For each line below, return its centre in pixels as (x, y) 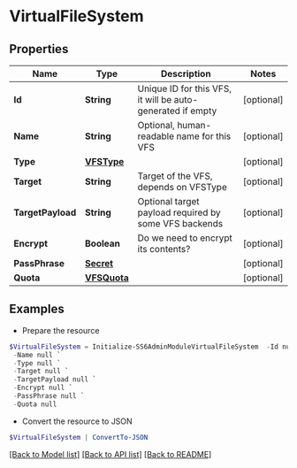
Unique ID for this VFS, (185, 88)
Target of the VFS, (175, 176)
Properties (39, 49)
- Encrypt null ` (43, 388)
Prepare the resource (61, 330)
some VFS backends (180, 223)
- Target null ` (41, 372)
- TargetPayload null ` (55, 380)
